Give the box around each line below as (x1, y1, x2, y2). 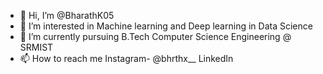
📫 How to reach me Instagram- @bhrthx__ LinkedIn (19, 53, 234, 64)
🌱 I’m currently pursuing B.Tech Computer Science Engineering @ (19, 31, 292, 42)
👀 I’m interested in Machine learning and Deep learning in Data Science (19, 20, 313, 32)
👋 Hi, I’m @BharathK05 (19, 10, 115, 21)
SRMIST (19, 41, 54, 53)
